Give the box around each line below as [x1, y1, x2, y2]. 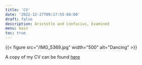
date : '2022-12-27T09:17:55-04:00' [5, 12, 80, 17]
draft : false [5, 16, 33, 21]
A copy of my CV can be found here [5, 54, 80, 60]
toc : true [5, 30, 26, 35]
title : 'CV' [5, 7, 30, 12]
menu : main [5, 26, 28, 31]
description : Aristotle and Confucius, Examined [5, 21, 110, 26]
